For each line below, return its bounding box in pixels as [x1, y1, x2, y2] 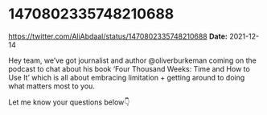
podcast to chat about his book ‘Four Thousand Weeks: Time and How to [8, 64, 251, 73]
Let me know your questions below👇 [8, 97, 130, 107]
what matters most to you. [8, 81, 95, 91]
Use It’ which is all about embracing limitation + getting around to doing [8, 72, 245, 82]
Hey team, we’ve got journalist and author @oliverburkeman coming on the [8, 55, 257, 65]
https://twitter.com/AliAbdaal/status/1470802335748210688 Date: [8, 31, 228, 41]
